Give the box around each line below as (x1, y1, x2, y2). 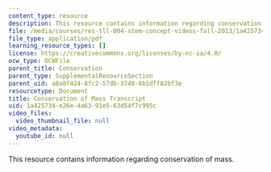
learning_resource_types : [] (8, 42, 106, 50)
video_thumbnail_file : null (15, 117, 110, 125)
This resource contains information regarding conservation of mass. (8, 154, 235, 164)
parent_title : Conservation (8, 65, 103, 73)
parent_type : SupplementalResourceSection (8, 72, 153, 80)
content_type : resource (8, 11, 89, 20)
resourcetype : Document (8, 86, 89, 95)
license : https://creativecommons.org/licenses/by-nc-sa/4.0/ (8, 49, 222, 57)
